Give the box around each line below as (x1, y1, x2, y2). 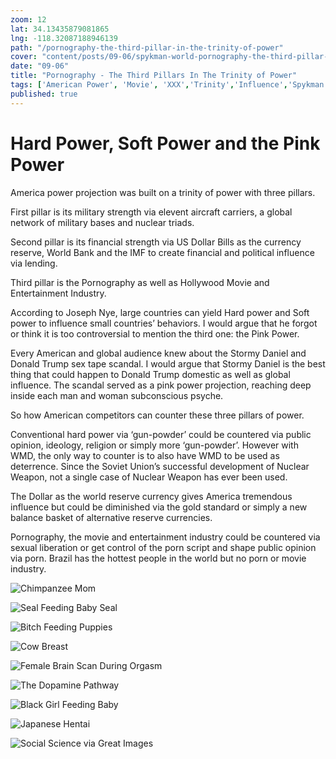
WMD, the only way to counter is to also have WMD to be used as (10, 449, 280, 461)
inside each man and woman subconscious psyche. (10, 389, 224, 401)
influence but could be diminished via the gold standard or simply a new (10, 501, 308, 513)
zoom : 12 (10, 14, 47, 25)
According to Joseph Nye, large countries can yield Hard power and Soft (10, 306, 310, 318)
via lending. (10, 257, 58, 269)
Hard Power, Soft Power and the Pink (10, 132, 321, 155)
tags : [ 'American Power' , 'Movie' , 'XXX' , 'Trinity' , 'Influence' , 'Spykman (10, 80, 325, 90)
